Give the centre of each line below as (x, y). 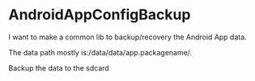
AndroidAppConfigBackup (100, 15)
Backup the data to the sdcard (59, 68)
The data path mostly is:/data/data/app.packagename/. (100, 52)
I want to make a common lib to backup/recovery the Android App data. (127, 37)
